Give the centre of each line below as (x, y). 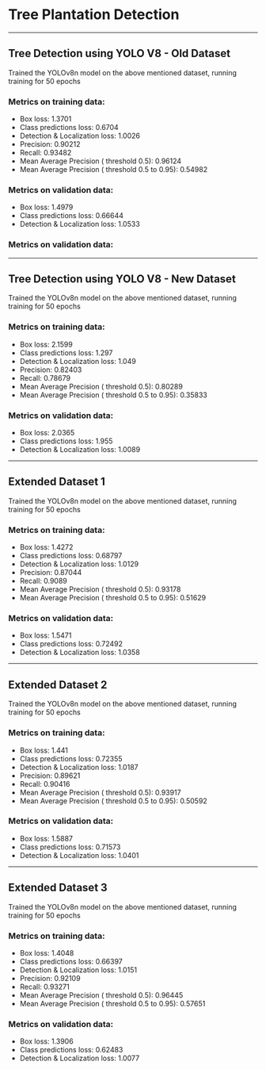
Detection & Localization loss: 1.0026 (80, 136)
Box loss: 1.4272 (46, 547)
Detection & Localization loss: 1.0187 (79, 767)
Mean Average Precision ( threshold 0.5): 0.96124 (101, 161)
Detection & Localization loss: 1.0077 (80, 1058)
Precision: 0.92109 (50, 978)
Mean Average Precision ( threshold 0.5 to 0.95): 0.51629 (113, 598)
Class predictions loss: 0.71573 (70, 847)
